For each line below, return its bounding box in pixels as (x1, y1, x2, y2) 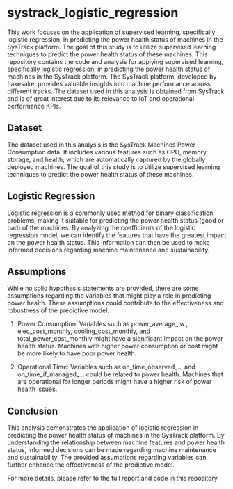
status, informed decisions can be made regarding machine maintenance (7, 446, 217, 454)
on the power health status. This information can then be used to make (7, 238, 210, 246)
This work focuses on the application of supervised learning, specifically (7, 28, 216, 36)
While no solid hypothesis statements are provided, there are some (7, 284, 200, 293)
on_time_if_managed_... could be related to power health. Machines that (17, 370, 224, 378)
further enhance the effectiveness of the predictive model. (7, 460, 175, 469)
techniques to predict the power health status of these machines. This (7, 50, 208, 58)
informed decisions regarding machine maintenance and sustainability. (7, 246, 210, 254)
